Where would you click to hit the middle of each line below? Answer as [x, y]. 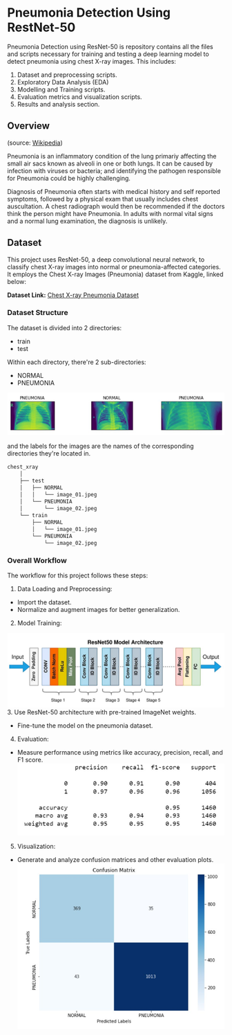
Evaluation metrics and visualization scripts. [80, 97]
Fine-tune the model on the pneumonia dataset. [85, 726]
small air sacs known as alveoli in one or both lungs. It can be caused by [110, 163]
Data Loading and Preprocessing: [65, 589]
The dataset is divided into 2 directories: [65, 327]
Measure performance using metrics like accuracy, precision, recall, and [120, 753]
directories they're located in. [49, 453]
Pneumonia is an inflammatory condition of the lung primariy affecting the [112, 156]
